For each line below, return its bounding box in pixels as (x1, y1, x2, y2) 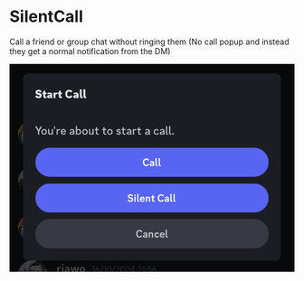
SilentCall (9, 6, 84, 27)
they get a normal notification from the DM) (9, 45, 171, 56)
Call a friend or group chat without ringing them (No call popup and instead (9, 36, 290, 47)
